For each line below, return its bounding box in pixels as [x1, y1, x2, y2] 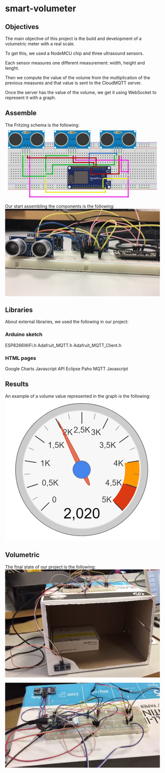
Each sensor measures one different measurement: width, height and [5, 60, 145, 65]
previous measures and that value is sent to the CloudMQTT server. [5, 80, 142, 86]
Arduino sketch [5, 331, 43, 338]
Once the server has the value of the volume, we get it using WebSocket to [5, 90, 157, 95]
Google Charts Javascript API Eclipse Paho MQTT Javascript [5, 366, 129, 372]
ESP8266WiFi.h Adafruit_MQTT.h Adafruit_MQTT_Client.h [5, 342, 122, 348]
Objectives [5, 23, 39, 31]
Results [5, 380, 29, 388]
